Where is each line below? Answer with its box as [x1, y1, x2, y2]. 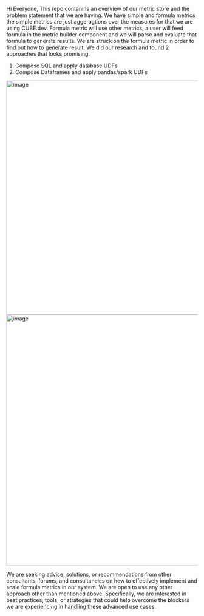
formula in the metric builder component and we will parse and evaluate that [6, 31, 197, 38]
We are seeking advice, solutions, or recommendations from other [6, 570, 172, 578]
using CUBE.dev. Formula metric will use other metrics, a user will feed [6, 24, 184, 32]
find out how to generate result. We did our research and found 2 [6, 44, 169, 51]
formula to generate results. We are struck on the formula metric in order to [6, 38, 195, 44]
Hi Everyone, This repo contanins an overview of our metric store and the [6, 5, 190, 12]
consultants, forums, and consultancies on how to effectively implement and [6, 577, 197, 584]
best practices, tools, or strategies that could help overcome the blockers [6, 597, 189, 603]
